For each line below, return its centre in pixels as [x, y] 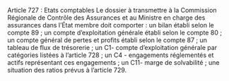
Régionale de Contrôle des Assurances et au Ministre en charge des [106, 18]
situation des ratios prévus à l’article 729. [67, 70]
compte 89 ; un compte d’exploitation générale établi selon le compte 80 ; [115, 32]
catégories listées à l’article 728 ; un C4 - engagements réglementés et [111, 55]
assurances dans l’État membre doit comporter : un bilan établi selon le [111, 25]
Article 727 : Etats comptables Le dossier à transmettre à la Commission [112, 10]
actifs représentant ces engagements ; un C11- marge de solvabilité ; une [113, 62]
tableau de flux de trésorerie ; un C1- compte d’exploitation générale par [112, 48]
